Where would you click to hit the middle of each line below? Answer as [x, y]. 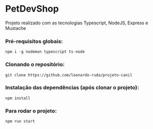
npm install [18, 98]
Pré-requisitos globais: [34, 41]
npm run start [20, 121]
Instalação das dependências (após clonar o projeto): [72, 88]
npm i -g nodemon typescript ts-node [45, 52]
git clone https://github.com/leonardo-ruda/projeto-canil [69, 75]
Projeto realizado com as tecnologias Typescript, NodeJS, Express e [77, 23]
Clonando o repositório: [35, 65]
